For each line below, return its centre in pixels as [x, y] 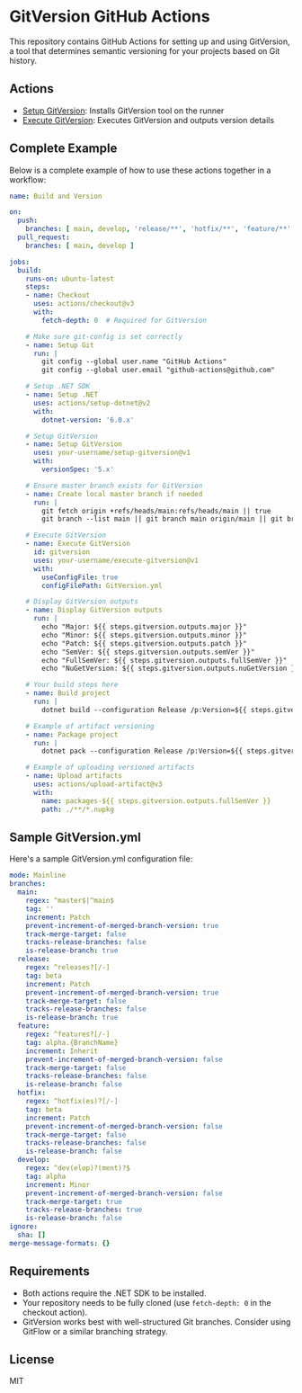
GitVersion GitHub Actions [110, 17]
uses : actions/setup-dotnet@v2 [92, 403]
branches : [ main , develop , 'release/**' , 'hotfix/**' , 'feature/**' [159, 229]
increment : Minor [58, 1184]
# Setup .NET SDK [58, 387]
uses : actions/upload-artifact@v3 [98, 784]
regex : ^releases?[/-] [68, 968]
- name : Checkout [58, 295]
